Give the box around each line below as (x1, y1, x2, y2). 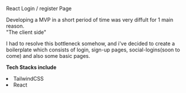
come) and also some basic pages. (6, 53, 91, 59)
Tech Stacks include (6, 64, 57, 71)
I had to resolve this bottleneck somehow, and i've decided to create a (6, 40, 175, 47)
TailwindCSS (13, 75, 44, 82)
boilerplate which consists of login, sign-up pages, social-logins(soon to (6, 46, 180, 53)
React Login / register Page (6, 5, 72, 12)
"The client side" (6, 29, 47, 36)
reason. (6, 23, 25, 29)
